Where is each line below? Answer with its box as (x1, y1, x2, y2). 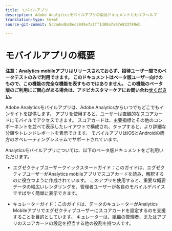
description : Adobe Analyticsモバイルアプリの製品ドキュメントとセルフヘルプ (5, 12, 157, 17)
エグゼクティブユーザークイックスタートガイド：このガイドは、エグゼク (12, 164, 165, 171)
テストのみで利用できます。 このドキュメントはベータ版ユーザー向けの (14, 74, 163, 80)
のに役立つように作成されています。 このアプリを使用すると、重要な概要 (12, 177, 166, 183)
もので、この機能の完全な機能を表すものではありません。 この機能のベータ (5, 80, 163, 87)
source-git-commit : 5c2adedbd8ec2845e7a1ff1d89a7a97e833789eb (5, 22, 141, 27)
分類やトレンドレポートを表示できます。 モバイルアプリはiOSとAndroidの (5, 130, 160, 136)
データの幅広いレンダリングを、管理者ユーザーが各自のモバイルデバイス (12, 184, 165, 190)
